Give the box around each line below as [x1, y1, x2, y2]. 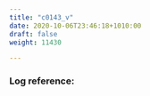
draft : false [9, 29, 58, 38]
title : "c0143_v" [9, 12, 74, 22]
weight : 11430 [9, 37, 62, 47]
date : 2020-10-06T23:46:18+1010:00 [9, 21, 142, 30]
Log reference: [9, 75, 75, 87]
